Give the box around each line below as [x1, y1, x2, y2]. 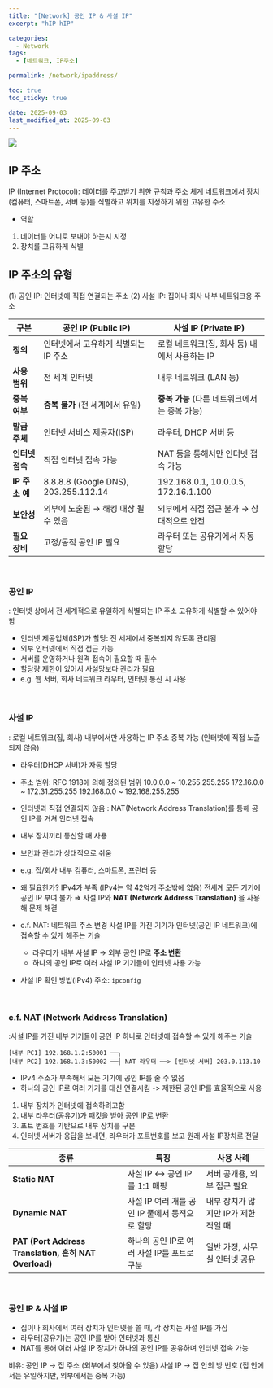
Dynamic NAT [12, 1206, 67, 1218]
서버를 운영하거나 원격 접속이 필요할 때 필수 [19, 654, 158, 663]
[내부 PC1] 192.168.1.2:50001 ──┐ [8, 1049, 122, 1057]
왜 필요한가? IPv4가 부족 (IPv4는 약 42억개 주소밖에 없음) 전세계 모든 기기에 [19, 882, 262, 892]
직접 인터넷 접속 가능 [43, 454, 118, 465]
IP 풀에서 [136, 1207, 170, 1219]
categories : [8, 34, 49, 42]
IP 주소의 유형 [8, 268, 73, 282]
